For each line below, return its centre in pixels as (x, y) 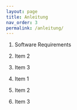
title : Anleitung (27, 17)
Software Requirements (43, 45)
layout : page (22, 11)
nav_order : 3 (22, 22)
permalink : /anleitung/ (35, 28)
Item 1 (22, 79)
